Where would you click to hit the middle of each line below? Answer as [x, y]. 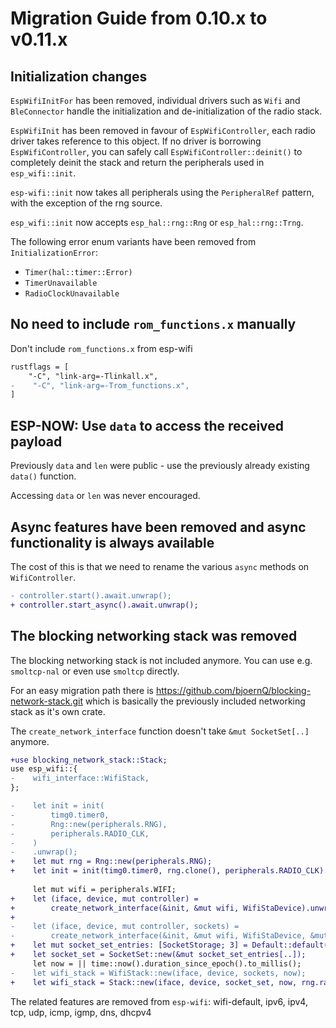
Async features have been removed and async [158, 527]
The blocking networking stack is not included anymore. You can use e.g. [161, 660]
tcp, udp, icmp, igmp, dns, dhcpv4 [81, 1012]
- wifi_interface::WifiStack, [80, 778]
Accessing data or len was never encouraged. [105, 496]
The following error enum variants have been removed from [133, 241]
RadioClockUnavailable [72, 294]
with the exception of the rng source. [86, 203]
